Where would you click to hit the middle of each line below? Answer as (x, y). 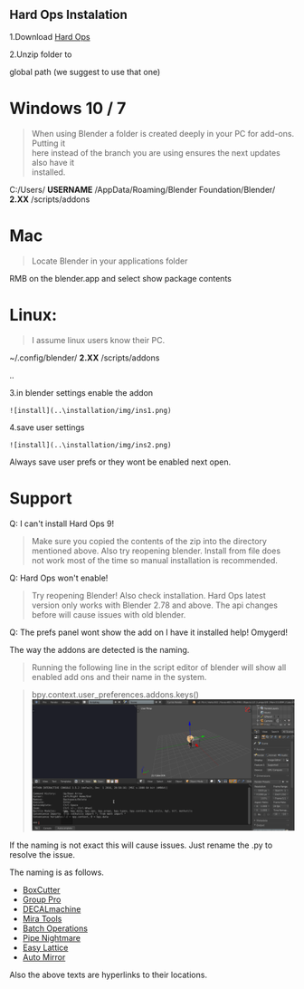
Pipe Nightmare (52, 937)
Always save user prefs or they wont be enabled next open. (120, 462)
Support (41, 498)
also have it (53, 162)
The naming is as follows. (57, 872)
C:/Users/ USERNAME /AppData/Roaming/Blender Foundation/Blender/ (142, 189)
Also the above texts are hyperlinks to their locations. (109, 975)
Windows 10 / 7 (68, 109)
